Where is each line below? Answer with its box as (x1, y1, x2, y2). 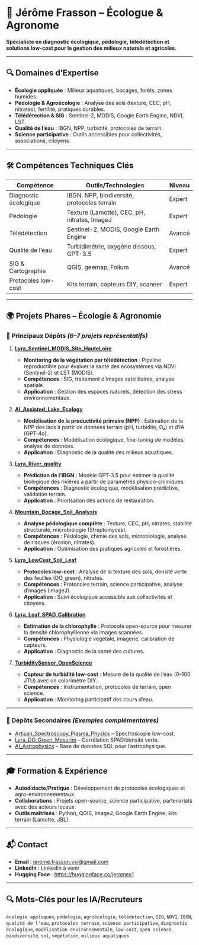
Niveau (169, 181, 190, 189)
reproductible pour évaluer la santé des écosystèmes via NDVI (23, 363, 176, 370)
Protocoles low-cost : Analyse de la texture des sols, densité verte (23, 568, 188, 575)
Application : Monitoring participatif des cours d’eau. (23, 696, 154, 703)
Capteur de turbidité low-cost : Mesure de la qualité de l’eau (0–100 (23, 671, 191, 678)
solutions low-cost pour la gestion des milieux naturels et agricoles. (6, 44, 177, 52)
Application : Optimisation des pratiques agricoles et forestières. (23, 545, 182, 553)
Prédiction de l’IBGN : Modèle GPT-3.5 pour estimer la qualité (23, 472, 175, 479)
